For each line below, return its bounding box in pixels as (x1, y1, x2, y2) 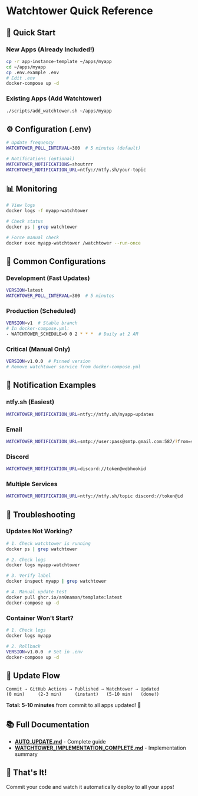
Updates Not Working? (6, 527, 72, 536)
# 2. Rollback (6, 643, 41, 649)
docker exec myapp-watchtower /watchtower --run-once (6, 240, 141, 246)
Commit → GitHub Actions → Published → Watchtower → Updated (6, 686, 160, 692)
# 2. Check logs (6, 557, 46, 563)
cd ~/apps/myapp (6, 64, 46, 70)
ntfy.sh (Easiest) (6, 398, 55, 406)
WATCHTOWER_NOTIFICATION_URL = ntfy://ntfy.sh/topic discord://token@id (6, 493, 183, 499)
